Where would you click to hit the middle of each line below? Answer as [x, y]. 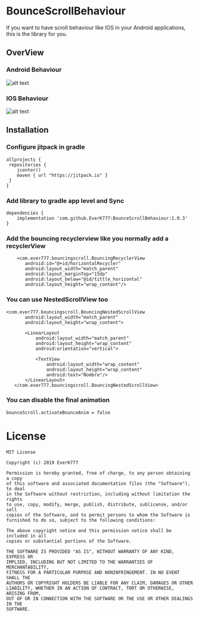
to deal [16, 488]
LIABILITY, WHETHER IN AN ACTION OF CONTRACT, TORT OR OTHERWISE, [90, 588]
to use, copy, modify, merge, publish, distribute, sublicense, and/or [97, 504]
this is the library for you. [37, 33]
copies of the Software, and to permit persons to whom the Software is [98, 515]
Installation [27, 130]
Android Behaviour [34, 70]
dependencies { [25, 213]
